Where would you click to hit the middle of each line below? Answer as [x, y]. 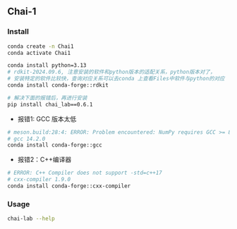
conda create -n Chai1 [41, 46]
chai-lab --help [31, 219]
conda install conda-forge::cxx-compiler [69, 186]
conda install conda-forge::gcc [55, 145]
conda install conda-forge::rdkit [58, 85]
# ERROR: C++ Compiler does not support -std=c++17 [85, 173]
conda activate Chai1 [39, 53]
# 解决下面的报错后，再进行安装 [47, 98]
